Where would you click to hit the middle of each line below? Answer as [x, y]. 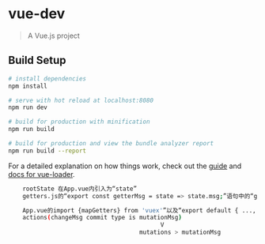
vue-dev [37, 14]
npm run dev [28, 107]
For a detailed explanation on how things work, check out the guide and [125, 166]
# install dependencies [47, 79]
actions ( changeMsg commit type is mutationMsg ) [102, 218]
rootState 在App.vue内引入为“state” [79, 189]
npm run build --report [47, 151]
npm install [28, 86]
